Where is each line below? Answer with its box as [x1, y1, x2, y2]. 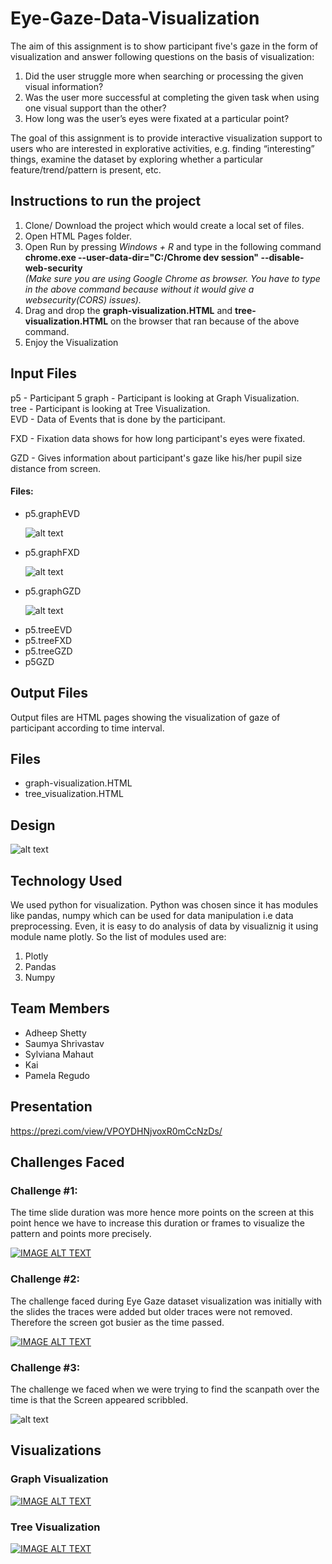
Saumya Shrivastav [24, 1037, 105, 1049]
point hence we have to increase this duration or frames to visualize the [10, 1217, 305, 1229]
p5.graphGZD [24, 585, 82, 597]
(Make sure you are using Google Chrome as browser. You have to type [24, 272, 321, 284]
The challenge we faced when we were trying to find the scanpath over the [10, 1383, 320, 1395]
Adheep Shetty [24, 1027, 87, 1039]
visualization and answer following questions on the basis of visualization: [10, 50, 315, 62]
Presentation [10, 1098, 93, 1116]
